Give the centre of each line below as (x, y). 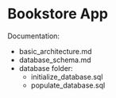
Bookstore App (58, 14)
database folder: (46, 68)
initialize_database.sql (67, 76)
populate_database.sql (68, 85)
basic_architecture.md (55, 51)
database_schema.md (55, 60)
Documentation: (34, 36)
